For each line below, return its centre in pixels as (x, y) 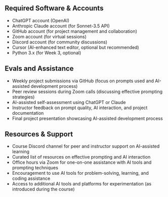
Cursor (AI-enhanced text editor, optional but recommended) (76, 47)
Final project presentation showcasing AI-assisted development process (87, 118)
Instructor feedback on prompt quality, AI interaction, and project (80, 108)
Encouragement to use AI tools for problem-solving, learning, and (80, 173)
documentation (28, 113)
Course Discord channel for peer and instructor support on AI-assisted (86, 146)
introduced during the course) (43, 189)
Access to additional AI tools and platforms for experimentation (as (82, 184)
